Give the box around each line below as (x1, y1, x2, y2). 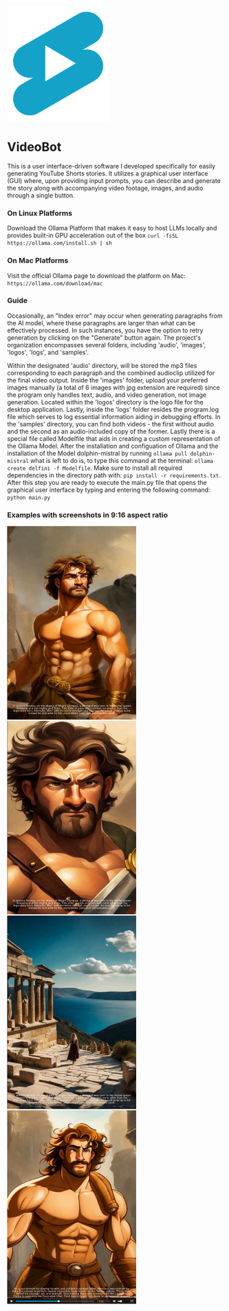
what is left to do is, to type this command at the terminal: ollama (30, 456, 213, 464)
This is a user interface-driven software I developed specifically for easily (7, 162, 216, 170)
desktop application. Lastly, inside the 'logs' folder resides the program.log (7, 405, 219, 413)
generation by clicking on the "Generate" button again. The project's (7, 333, 201, 342)
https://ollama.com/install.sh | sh (7, 240, 112, 247)
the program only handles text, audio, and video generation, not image (7, 391, 207, 399)
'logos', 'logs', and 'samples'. (7, 348, 89, 356)
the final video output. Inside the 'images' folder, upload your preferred (7, 376, 208, 384)
